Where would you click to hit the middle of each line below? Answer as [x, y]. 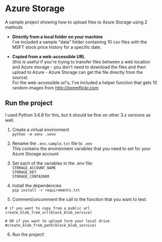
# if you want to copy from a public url [48, 208]
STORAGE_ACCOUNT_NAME [34, 168]
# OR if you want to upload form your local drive [57, 221]
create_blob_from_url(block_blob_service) [49, 212]
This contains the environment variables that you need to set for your [81, 148]
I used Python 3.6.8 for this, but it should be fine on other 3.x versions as [78, 115]
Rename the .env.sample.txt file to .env [52, 143]
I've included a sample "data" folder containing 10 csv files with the [80, 42]
